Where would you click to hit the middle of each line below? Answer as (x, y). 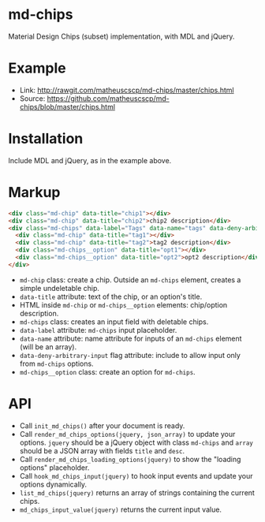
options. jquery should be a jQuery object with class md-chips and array (136, 442)
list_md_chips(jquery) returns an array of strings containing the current (137, 492)
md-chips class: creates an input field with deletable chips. (114, 322)
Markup (34, 192)
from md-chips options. (56, 364)
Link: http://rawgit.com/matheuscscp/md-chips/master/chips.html (127, 90)
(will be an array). (48, 347)
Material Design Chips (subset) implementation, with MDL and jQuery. (121, 36)
